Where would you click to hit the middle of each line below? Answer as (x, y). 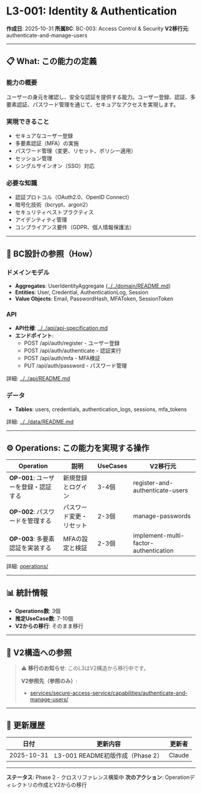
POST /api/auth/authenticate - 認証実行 (72, 351)
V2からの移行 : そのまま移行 (49, 626)
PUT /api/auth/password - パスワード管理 (75, 366)
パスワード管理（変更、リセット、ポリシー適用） (75, 150)
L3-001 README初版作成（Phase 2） (109, 755)
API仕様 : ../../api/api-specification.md (61, 328)
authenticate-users (161, 491)
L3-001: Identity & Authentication (92, 11)
